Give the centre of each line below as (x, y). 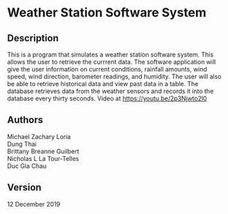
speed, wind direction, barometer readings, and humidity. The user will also (114, 76)
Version (24, 188)
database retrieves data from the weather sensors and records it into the (111, 91)
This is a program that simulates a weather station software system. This (111, 54)
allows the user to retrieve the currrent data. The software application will (112, 62)
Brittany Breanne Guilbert (43, 151)
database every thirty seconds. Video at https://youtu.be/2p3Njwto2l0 (107, 98)
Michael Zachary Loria (39, 136)
